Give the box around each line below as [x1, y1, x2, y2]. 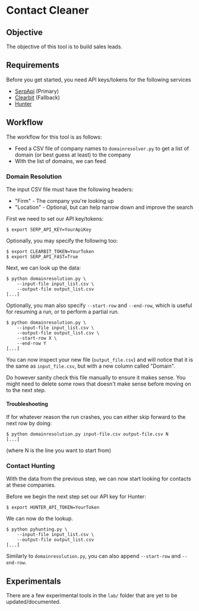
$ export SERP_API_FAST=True [6, 253, 78, 259]
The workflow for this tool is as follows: [6, 133, 102, 140]
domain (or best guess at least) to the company [14, 151, 131, 158]
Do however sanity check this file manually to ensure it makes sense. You [6, 374, 186, 381]
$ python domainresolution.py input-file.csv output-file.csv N [6, 431, 169, 437]
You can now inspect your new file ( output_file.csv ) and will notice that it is [6, 356, 193, 363]
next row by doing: [6, 420, 52, 427]
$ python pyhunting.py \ [6, 527, 68, 532]
